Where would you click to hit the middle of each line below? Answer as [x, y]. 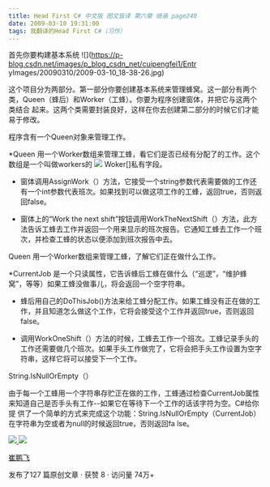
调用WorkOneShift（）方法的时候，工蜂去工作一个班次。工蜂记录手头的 [139, 339]
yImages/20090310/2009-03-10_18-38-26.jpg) [86, 73]
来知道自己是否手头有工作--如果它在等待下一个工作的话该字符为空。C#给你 [134, 404]
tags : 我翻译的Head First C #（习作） [67, 31]
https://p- [107, 55]
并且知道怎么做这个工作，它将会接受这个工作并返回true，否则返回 [144, 311]
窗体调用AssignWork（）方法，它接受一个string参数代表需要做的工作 [135, 182]
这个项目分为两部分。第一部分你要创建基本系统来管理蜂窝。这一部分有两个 [133, 89]
